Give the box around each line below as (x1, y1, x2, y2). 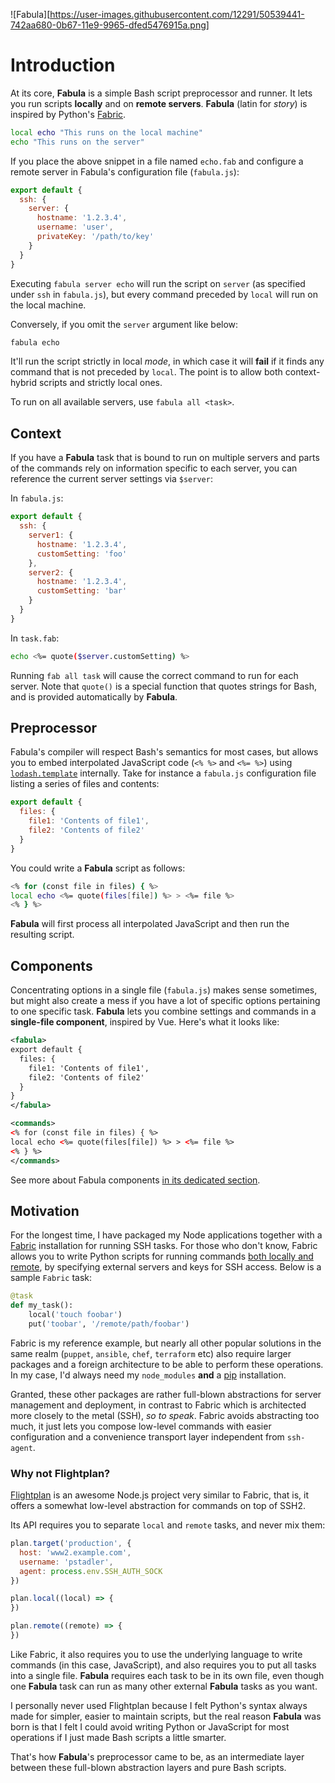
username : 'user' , (36, 222, 114, 233)
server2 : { (28, 567, 74, 578)
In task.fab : (10, 632, 60, 644)
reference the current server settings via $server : (10, 473, 213, 485)
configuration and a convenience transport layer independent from (10, 1430, 285, 1443)
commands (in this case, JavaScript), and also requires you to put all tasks (10, 1659, 317, 1671)
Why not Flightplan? (10, 1466, 111, 1480)
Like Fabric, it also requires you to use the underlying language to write (10, 1648, 303, 1660)
